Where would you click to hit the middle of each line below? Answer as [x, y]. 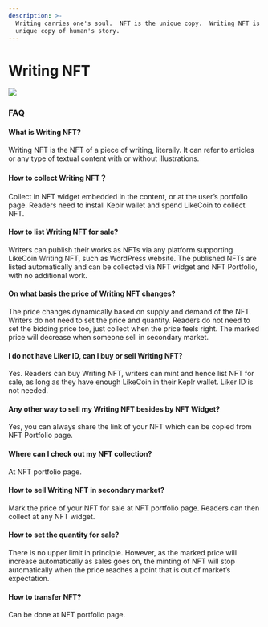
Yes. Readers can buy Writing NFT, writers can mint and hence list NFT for [131, 374]
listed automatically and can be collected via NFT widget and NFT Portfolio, [133, 267]
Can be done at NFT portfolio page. [67, 615]
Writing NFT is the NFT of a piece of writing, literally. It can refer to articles [131, 150]
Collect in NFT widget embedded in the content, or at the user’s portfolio [128, 196]
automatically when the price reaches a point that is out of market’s [120, 570]
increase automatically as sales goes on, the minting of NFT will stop [122, 561]
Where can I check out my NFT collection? [80, 454]
